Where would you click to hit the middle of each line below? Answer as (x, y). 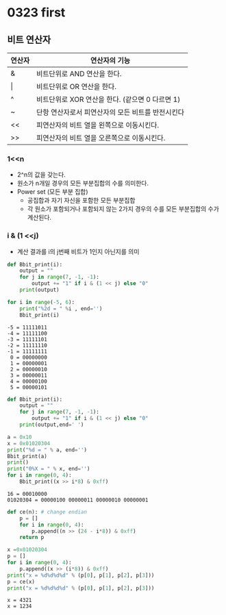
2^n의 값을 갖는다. (41, 175)
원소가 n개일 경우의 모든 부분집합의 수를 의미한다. (83, 184)
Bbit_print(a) (27, 456)
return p (32, 538)
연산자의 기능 (110, 61)
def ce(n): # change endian (47, 512)
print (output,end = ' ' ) (52, 425)
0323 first (36, 13)
